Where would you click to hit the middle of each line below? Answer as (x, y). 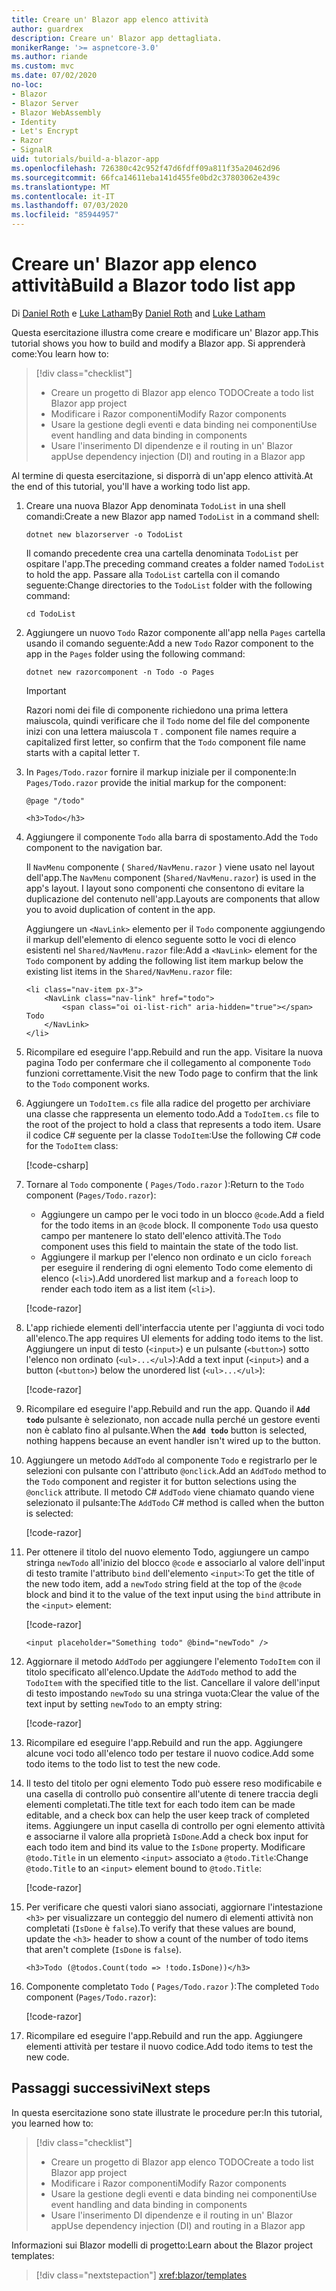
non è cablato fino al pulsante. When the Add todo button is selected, (166, 1430)
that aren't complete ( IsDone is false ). (104, 1949)
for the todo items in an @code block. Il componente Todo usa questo (179, 1225)
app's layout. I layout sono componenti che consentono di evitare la (165, 888)
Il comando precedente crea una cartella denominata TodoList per (162, 553)
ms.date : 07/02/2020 (54, 76)
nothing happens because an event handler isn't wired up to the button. (173, 1440)
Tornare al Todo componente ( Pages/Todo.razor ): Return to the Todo (165, 1184)
